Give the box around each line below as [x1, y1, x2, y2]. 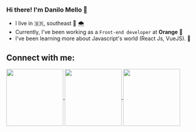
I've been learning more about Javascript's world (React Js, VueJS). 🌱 [15, 35, 191, 42]
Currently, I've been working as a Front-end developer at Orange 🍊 [15, 29, 183, 36]
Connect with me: [6, 52, 75, 63]
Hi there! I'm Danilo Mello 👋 [6, 5, 88, 14]
